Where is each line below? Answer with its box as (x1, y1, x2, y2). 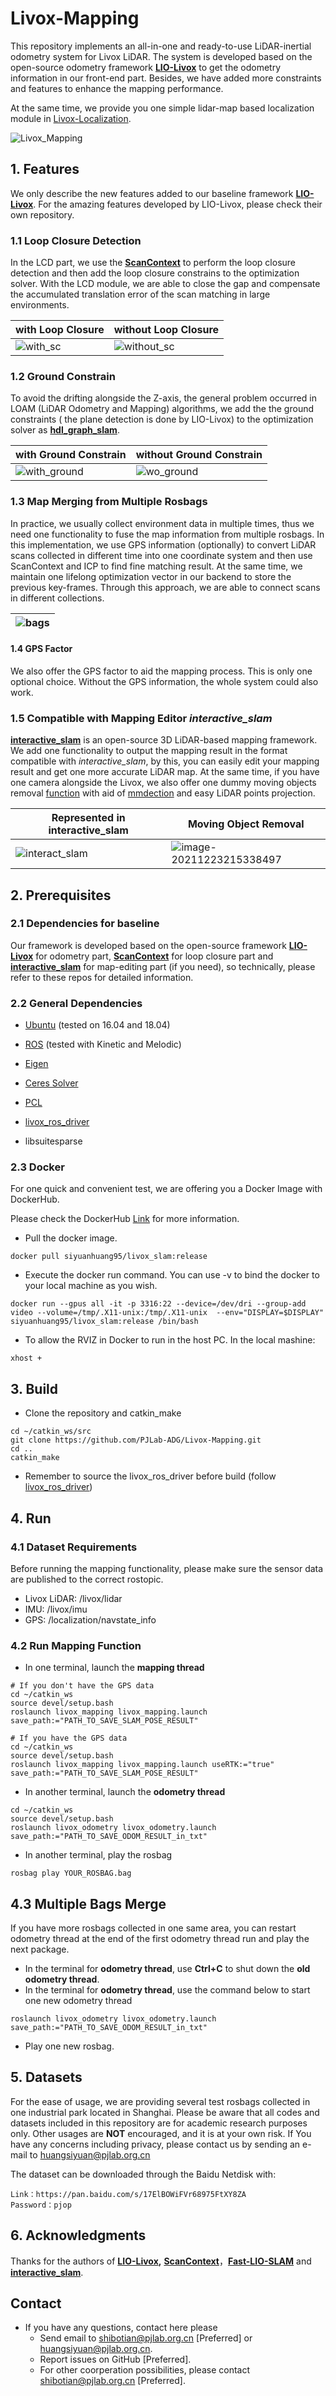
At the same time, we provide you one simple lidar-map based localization (10, 102, 315, 114)
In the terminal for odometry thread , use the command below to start (24, 1984, 311, 1996)
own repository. (10, 208, 75, 221)
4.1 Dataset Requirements (10, 1540, 138, 1554)
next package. (10, 1943, 70, 1956)
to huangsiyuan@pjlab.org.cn (29, 2148, 151, 2161)
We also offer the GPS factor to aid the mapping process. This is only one (10, 665, 313, 677)
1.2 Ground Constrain (10, 369, 116, 383)
